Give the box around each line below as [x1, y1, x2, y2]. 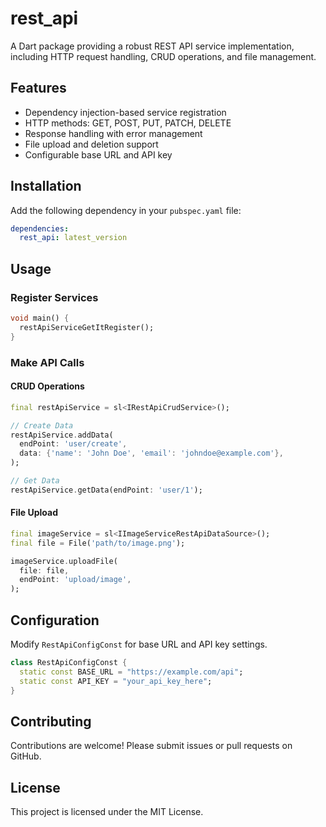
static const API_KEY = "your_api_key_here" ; [19, 676, 213, 686]
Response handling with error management [24, 127, 203, 139]
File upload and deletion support [24, 138, 159, 150]
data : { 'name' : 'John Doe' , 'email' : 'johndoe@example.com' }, [19, 448, 284, 459]
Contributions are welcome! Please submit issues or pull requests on [10, 740, 293, 752]
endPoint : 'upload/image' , [19, 575, 132, 585]
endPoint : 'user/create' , [19, 439, 128, 449]
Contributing [10, 713, 92, 730]
